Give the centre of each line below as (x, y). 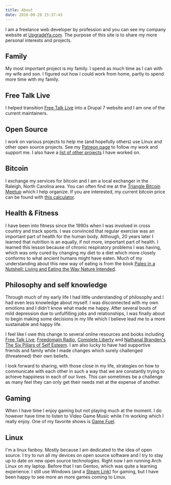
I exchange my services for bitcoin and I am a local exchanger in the (77, 181)
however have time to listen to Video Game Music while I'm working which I (85, 416)
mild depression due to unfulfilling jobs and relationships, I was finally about (85, 314)
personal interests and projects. (39, 40)
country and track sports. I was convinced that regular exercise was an (80, 231)
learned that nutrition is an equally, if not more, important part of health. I (82, 242)
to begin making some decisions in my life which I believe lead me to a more (85, 319)
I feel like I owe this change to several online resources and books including (85, 334)
